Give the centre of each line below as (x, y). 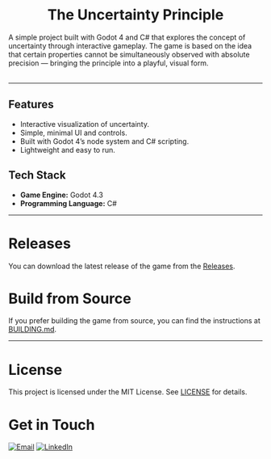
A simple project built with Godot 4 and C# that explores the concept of (127, 37)
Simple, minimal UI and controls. (73, 133)
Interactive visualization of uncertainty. (84, 124)
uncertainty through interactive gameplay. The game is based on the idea (130, 45)
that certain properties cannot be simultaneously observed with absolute (129, 54)
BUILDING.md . (33, 330)
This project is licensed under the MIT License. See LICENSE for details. (128, 392)
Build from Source (70, 299)
